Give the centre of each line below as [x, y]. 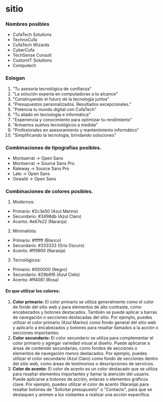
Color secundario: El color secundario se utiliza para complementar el [83, 338]
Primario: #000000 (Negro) [40, 270]
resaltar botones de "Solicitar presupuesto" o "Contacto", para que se [82, 389]
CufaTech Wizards [31, 45]
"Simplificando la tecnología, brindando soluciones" [64, 135]
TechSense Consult [32, 55]
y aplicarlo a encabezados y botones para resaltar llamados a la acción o [85, 327]
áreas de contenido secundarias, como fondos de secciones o [75, 348]
